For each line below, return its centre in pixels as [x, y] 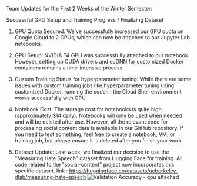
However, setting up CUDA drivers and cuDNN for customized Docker [99, 62]
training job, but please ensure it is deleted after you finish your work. [99, 140]
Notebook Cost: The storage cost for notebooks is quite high [88, 109]
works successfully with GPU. [51, 98]
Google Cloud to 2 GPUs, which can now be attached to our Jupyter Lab [102, 37]
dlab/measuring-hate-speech [50, 177]
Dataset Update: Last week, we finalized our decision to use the [92, 152]
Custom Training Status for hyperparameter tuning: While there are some [103, 79]
